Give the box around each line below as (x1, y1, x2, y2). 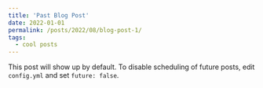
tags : (8, 33, 26, 42)
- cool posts (15, 41, 58, 49)
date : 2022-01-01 (8, 19, 65, 27)
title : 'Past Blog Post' (8, 11, 89, 20)
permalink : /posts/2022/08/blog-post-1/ (8, 26, 143, 34)
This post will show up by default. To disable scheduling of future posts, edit (8, 62, 255, 71)
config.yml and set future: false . (8, 71, 119, 80)
